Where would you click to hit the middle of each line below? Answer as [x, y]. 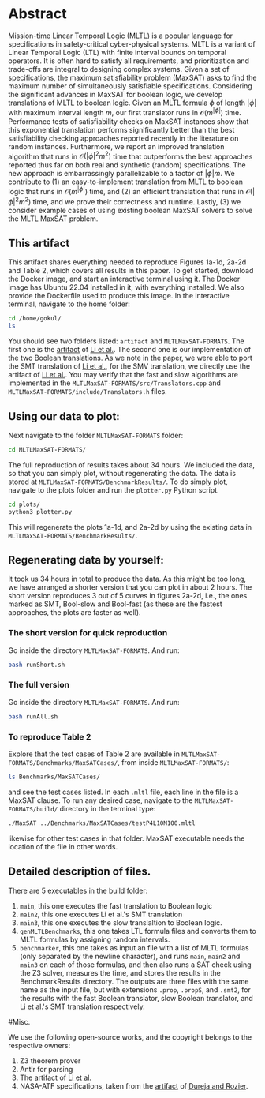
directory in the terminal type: [108, 808]
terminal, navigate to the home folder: [69, 304]
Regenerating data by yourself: [86, 560]
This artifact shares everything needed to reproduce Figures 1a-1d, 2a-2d [127, 262]
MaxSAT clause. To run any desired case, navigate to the [101, 800]
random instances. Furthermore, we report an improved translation [116, 146]
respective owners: [39, 1045]
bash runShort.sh [37, 665]
